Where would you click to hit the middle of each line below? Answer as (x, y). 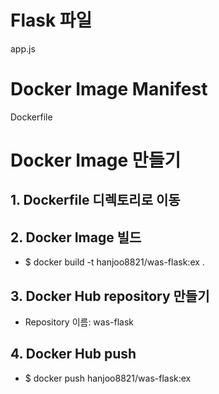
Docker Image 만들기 (96, 160)
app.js (23, 48)
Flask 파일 (51, 20)
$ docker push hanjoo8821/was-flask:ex (108, 378)
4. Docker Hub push (73, 354)
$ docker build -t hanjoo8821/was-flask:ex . (114, 262)
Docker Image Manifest (109, 89)
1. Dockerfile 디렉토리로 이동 (95, 200)
